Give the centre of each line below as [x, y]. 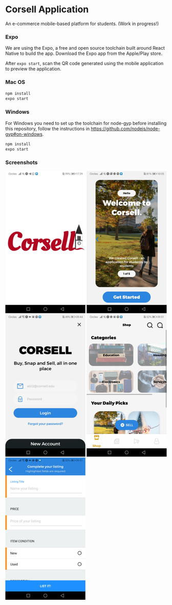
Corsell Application [47, 9]
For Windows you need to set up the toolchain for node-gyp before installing [86, 123]
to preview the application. [33, 69]
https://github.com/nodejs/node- [125, 129]
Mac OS [15, 82]
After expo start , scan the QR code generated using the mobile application [84, 64]
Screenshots [21, 162]
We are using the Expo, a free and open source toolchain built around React [85, 48]
